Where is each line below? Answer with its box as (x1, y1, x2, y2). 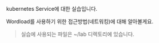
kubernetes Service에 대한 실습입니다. (6, 5, 97, 12)
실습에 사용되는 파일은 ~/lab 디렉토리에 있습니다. (20, 30, 134, 38)
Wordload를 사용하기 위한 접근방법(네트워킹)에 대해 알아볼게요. (6, 18, 154, 25)
